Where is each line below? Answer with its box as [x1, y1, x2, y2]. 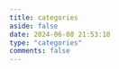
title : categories [9, 13, 78, 22]
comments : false [9, 47, 70, 56]
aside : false [9, 22, 59, 30]
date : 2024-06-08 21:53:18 [9, 30, 111, 39]
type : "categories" [9, 38, 83, 47]
